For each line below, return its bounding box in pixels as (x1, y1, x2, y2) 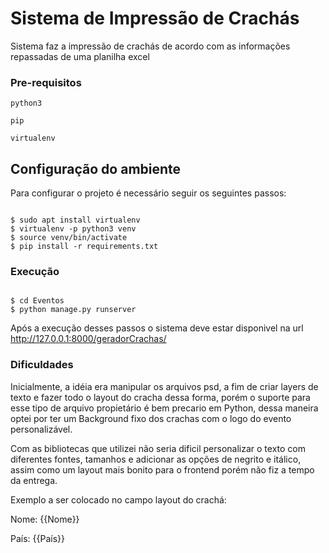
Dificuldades (10, 358, 74, 372)
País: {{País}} (10, 532, 66, 544)
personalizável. (10, 423, 73, 435)
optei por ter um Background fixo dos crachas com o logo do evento (10, 412, 292, 424)
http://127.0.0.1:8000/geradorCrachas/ (10, 333, 167, 345)
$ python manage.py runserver (10, 305, 137, 315)
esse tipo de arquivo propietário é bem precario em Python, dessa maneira (10, 402, 319, 414)
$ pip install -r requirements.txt (10, 242, 159, 252)
